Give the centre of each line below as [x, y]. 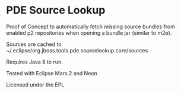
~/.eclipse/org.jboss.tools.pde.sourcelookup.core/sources [77, 50]
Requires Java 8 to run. [35, 62]
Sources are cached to [34, 44]
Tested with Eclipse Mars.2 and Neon [52, 73]
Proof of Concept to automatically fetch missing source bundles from [90, 26]
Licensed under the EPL [35, 84]
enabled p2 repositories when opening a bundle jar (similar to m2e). [89, 32]
